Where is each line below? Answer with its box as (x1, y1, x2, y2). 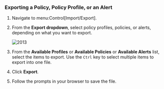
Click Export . (11, 69, 39, 75)
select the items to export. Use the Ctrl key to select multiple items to (11, 54, 154, 60)
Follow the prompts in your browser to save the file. (11, 78, 117, 85)
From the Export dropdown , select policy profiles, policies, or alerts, (11, 25, 151, 30)
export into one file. (11, 59, 52, 65)
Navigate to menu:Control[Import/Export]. (11, 15, 97, 21)
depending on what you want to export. (11, 30, 92, 36)
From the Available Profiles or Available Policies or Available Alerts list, (11, 49, 160, 55)
